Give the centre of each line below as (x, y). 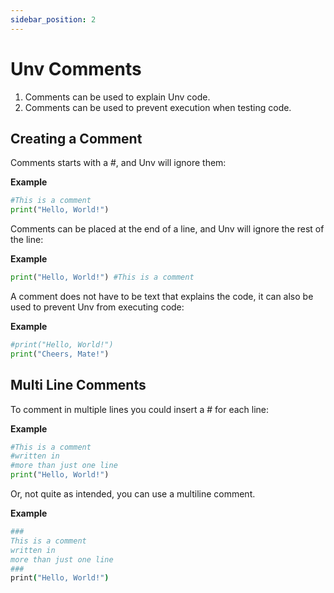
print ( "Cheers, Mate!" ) (60, 354)
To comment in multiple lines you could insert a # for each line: (140, 409)
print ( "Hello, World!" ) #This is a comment (102, 277)
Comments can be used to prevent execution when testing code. (158, 107)
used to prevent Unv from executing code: (97, 307)
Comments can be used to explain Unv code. (117, 97)
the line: (27, 240)
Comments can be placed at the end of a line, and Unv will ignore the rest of (167, 229)
